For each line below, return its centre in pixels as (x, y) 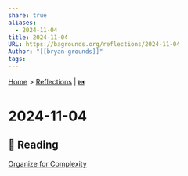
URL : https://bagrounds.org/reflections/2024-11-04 (94, 45)
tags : (17, 59)
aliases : (22, 23)
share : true (27, 15)
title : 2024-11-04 (38, 37)
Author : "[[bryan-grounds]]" (56, 52)
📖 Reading (33, 145)
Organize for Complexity (48, 163)
